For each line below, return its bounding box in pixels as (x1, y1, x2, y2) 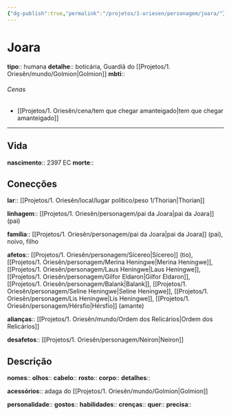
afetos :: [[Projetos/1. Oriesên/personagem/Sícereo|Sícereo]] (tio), (7, 251, 194, 259)
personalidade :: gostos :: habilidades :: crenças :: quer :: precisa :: (7, 401, 192, 409)
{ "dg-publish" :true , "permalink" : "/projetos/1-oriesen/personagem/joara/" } (7, 10, 226, 17)
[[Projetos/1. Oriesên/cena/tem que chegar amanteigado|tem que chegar (16, 106, 224, 115)
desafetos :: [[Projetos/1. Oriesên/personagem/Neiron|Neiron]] (7, 335, 184, 344)
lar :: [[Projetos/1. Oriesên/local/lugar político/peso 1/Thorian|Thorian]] (7, 196, 205, 204)
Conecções (7, 178, 57, 189)
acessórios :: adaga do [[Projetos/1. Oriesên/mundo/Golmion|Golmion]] (7, 387, 208, 395)
